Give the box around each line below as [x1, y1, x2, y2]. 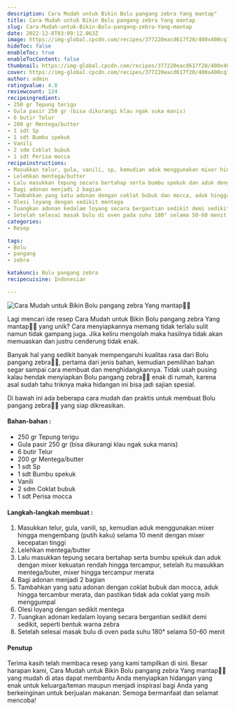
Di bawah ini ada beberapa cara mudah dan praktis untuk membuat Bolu [7, 393, 215, 402]
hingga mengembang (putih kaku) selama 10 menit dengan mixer [17, 531, 205, 539]
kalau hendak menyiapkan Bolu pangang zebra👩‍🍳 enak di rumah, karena [7, 372, 217, 381]
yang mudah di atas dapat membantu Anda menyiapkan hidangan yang [7, 674, 213, 682]
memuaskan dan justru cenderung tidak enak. [7, 337, 140, 345]
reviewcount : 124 [7, 88, 58, 95]
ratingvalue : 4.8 [7, 82, 58, 89]
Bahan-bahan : [7, 417, 52, 426]
